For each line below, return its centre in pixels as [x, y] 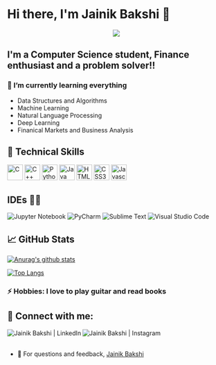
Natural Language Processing [60, 115]
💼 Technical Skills [46, 152]
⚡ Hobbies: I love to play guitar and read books [87, 291]
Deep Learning [38, 122]
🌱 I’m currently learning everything [67, 85]
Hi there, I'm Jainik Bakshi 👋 [89, 14]
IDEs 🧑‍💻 [24, 200]
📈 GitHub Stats [41, 239]
